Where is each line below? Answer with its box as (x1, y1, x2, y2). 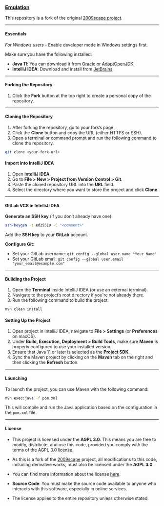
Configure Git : (5, 241, 35, 247)
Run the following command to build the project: (12, 297, 109, 303)
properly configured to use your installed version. (12, 344, 112, 350)
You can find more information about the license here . (12, 471, 121, 477)
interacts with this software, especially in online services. (12, 485, 127, 491)
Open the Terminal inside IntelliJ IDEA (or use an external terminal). (12, 287, 148, 293)
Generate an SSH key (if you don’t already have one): (5, 214, 113, 219)
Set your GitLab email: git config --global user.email (12, 256, 123, 262)
